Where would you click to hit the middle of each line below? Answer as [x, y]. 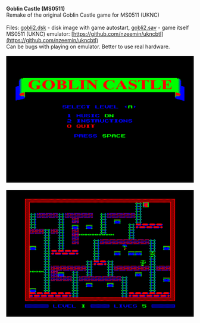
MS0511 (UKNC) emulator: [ [40, 34]
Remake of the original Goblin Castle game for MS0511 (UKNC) [83, 15]
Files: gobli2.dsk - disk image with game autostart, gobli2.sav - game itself [98, 27]
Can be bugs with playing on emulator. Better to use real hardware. [88, 46]
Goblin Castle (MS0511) [36, 9]
